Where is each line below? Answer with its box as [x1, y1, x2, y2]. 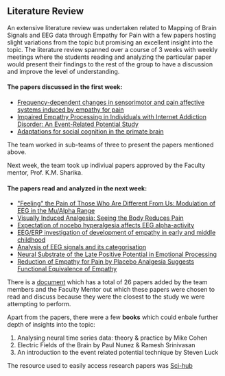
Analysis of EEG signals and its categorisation [16, 243, 147, 251]
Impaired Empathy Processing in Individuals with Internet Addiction [16, 113, 207, 121]
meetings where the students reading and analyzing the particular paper [7, 53, 211, 61]
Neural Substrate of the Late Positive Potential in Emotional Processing [16, 250, 217, 259]
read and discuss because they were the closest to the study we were [7, 292, 205, 301]
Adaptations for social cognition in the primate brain [16, 127, 164, 136]
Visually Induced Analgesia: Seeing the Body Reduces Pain [16, 214, 184, 222]
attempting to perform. [7, 300, 71, 308]
